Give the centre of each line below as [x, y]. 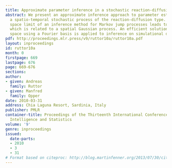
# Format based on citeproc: [36, 158]
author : [14, 77]
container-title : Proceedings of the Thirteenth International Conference [87, 115]
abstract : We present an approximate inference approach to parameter [82, 15]
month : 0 [15, 53]
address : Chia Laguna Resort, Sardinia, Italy [56, 106]
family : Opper [25, 96]
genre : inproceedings [28, 129]
